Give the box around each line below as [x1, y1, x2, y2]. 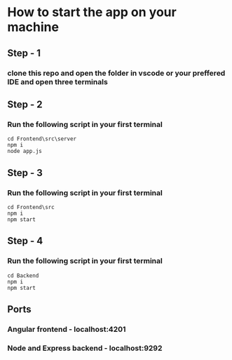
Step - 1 [7, 47, 41, 59]
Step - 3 [7, 166, 43, 179]
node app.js [7, 148, 42, 155]
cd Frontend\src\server [7, 135, 77, 142]
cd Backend [7, 272, 39, 279]
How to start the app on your [7, 4, 177, 20]
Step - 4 [7, 235, 43, 247]
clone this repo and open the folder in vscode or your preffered [7, 68, 226, 78]
